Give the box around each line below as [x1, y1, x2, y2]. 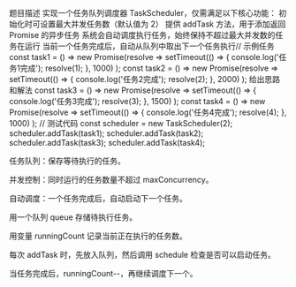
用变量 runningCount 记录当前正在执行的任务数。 [9, 230, 187, 241]
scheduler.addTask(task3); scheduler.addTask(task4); [9, 138, 206, 147]
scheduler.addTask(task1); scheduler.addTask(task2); [9, 128, 204, 139]
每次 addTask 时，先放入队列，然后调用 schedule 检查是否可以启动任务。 [9, 250, 276, 260]
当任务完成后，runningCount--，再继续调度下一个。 [9, 268, 198, 278]
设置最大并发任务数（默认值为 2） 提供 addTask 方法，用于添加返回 [39, 19, 286, 29]
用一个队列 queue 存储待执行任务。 [9, 212, 138, 223]
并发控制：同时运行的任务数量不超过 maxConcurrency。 [9, 175, 214, 185]
